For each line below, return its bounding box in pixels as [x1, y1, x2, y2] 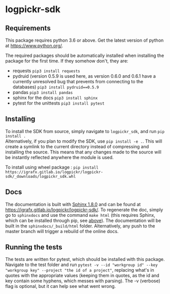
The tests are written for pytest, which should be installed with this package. [5, 256, 165, 263]
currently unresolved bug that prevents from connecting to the [12, 79, 144, 84]
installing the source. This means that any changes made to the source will [5, 149, 161, 155]
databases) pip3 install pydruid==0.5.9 [12, 84, 99, 90]
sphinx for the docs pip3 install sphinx [12, 95, 98, 101]
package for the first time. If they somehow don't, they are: [5, 58, 128, 64]
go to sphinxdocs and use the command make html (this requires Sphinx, [5, 212, 156, 218]
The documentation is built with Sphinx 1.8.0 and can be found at [5, 201, 141, 207]
